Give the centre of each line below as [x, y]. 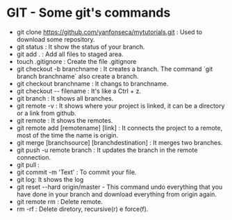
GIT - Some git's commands [89, 13]
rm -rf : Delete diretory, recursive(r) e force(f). [82, 209]
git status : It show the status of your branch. [81, 46]
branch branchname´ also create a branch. [78, 76]
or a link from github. [47, 113]
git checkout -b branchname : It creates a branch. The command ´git [115, 69]
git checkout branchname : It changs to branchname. [92, 83]
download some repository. [56, 39]
